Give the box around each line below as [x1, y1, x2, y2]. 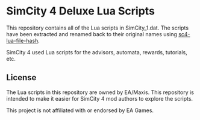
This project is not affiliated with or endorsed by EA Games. [6, 107, 154, 114]
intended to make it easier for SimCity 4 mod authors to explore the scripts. [6, 95, 193, 102]
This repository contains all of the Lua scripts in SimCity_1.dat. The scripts [6, 24, 189, 31]
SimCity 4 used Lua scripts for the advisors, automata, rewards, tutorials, [6, 48, 188, 55]
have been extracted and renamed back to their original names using [6, 30, 178, 37]
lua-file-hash [6, 37, 39, 44]
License [6, 72, 37, 83]
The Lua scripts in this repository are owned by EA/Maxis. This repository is [6, 89, 195, 96]
